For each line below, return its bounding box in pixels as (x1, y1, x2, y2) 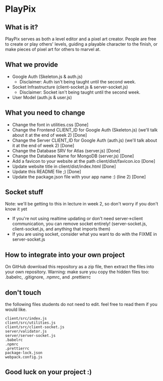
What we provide (5, 60, 58, 69)
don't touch (5, 288, 42, 297)
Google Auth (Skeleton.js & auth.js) (12, 74, 83, 79)
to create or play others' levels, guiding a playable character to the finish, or (5, 41, 158, 47)
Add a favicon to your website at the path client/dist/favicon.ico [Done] (12, 158, 156, 164)
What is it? (5, 23, 38, 31)
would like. (5, 306, 27, 312)
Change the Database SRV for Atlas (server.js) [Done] (12, 148, 121, 153)
